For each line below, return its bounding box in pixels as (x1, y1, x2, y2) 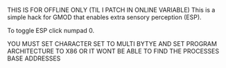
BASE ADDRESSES (7, 54, 61, 63)
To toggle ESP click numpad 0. (7, 27, 95, 34)
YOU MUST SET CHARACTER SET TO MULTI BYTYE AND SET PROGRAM (7, 40, 217, 47)
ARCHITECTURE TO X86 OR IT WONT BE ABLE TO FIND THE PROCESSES (7, 47, 220, 55)
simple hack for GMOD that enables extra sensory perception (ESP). (7, 13, 202, 21)
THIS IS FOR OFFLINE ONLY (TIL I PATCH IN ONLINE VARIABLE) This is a (7, 6, 216, 14)
